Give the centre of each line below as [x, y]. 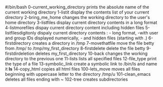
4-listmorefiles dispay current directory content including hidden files [75, 28]
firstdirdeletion [20, 53]
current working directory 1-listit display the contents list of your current [77, 12]
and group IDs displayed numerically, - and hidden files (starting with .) [76, 38]
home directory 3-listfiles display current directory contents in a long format [81, 22]
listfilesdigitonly [21, 33]
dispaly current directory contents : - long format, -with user [98, 33]
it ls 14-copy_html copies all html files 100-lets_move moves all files [72, 69]
